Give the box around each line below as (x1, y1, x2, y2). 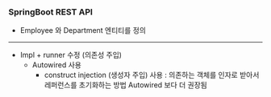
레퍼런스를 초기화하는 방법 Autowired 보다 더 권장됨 (44, 80, 207, 90)
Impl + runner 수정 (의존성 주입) (19, 51, 123, 60)
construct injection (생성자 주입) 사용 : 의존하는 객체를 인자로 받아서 (44, 71, 260, 80)
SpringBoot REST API (8, 6, 93, 18)
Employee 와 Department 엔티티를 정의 (19, 26, 147, 35)
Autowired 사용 (31, 60, 82, 70)
